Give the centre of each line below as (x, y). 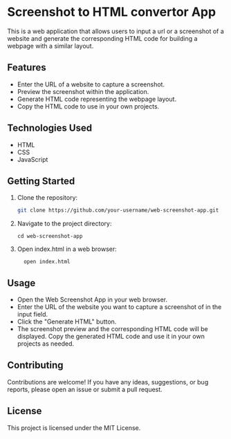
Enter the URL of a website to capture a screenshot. (91, 84)
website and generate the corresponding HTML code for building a (102, 38)
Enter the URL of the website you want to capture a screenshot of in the (119, 307)
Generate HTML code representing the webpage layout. (97, 99)
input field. (33, 315)
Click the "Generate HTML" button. (67, 321)
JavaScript (33, 159)
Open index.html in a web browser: (67, 249)
